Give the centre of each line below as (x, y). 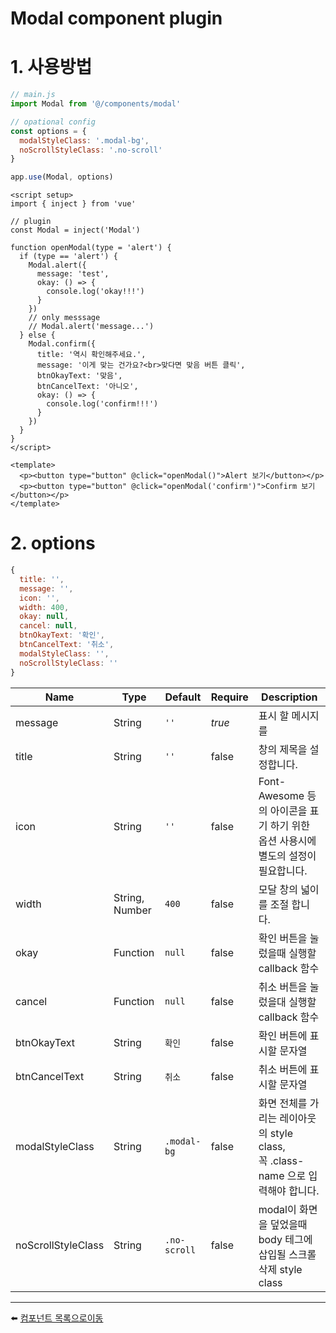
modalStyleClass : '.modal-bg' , (84, 140)
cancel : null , (48, 626)
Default (183, 697)
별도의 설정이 (287, 855)
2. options (53, 543)
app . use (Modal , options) (62, 177)
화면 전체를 (283, 1103)
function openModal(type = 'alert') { (91, 248)
